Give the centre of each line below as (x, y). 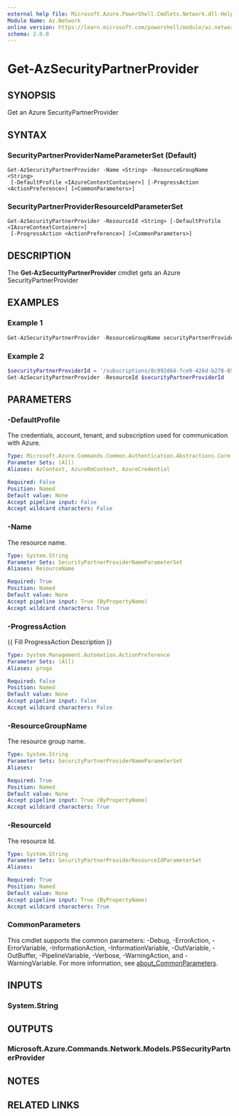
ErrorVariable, (28, 948)
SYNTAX (27, 135)
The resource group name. (47, 741)
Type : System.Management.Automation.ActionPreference (89, 655)
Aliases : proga (30, 668)
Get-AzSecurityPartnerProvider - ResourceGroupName (84, 338)
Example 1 (25, 323)
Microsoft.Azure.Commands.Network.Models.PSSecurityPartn (119, 1049)
